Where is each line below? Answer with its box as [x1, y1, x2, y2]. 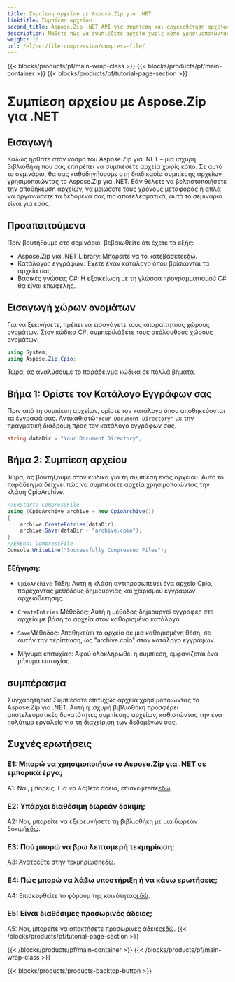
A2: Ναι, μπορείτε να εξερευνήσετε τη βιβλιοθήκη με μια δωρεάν [7, 817, 198, 825]
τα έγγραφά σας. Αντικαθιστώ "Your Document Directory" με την [7, 414, 194, 423]
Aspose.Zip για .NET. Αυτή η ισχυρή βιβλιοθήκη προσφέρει [7, 703, 179, 712]
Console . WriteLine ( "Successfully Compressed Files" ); [7, 547, 168, 554]
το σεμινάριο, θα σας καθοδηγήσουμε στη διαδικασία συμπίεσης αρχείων [7, 170, 222, 178]
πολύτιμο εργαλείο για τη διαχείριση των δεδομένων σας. [7, 718, 178, 726]
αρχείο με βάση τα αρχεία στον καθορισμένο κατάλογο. [17, 615, 182, 623]
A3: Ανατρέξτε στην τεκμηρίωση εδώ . [7, 858, 115, 867]
